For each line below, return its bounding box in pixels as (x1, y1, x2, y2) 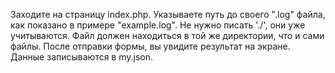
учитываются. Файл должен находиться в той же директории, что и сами (10, 30, 325, 41)
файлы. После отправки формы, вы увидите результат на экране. (10, 40, 291, 52)
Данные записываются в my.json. (10, 51, 154, 63)
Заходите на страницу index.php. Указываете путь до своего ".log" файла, (10, 9, 326, 20)
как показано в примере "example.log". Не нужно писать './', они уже (10, 19, 306, 31)
